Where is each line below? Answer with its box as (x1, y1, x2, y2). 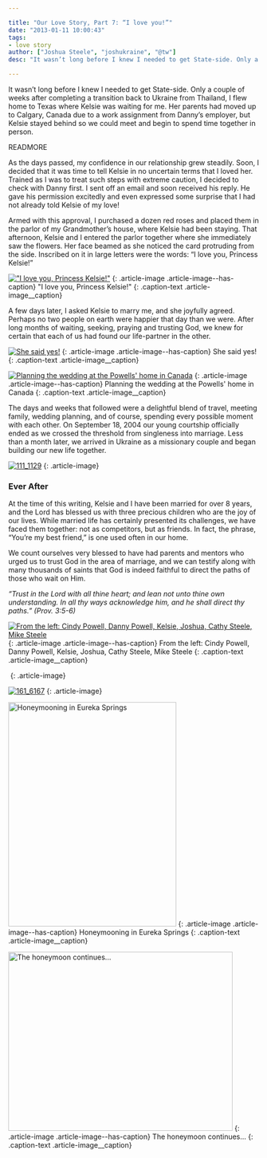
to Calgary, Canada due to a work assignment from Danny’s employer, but (8, 110, 251, 120)
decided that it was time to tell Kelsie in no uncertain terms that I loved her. (8, 167, 253, 175)
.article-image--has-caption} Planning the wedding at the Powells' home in (8, 380, 254, 388)
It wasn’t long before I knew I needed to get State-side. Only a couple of (8, 85, 245, 94)
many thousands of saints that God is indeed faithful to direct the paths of (8, 565, 251, 575)
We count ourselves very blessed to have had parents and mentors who (8, 548, 245, 558)
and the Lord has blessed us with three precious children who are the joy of (8, 507, 257, 517)
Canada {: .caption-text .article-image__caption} (8, 388, 167, 397)
